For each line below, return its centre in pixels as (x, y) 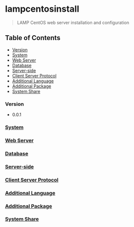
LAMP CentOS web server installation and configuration (73, 23)
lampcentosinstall (42, 9)
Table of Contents (33, 38)
